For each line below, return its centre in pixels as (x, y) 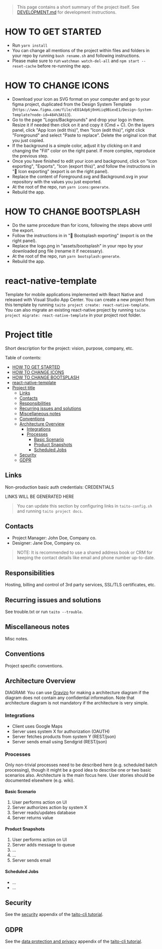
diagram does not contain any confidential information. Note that (70, 698)
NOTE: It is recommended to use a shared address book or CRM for (85, 553)
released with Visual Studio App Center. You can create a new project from (80, 299)
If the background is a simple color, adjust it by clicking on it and (76, 145)
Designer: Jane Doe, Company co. (46, 543)
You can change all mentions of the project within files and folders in (81, 50)
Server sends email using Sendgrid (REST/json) (60, 741)
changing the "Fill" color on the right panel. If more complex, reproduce (84, 151)
